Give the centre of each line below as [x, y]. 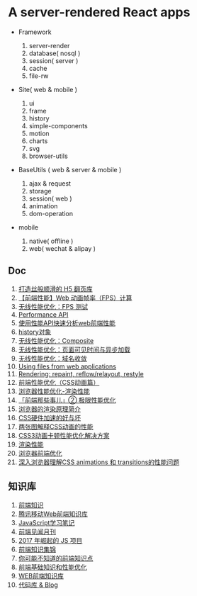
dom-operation [51, 213]
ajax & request [50, 183]
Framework [35, 32]
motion [39, 133]
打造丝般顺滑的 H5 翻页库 [55, 288]
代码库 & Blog [38, 585]
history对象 [35, 332]
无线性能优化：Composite [56, 340]
